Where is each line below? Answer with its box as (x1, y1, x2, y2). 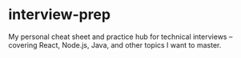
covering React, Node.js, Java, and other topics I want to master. (8, 40, 222, 49)
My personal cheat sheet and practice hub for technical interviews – (8, 32, 233, 41)
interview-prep (8, 6, 110, 24)
